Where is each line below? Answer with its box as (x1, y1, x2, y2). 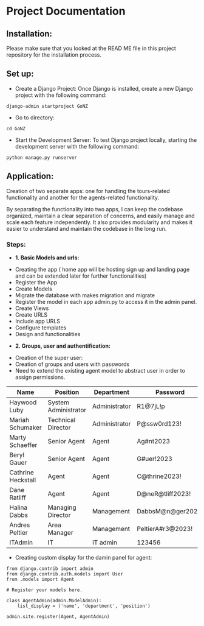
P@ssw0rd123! (136, 419, 182, 427)
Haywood (9, 398, 37, 406)
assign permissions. (15, 373, 66, 381)
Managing (47, 503, 76, 512)
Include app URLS (15, 317, 61, 325)
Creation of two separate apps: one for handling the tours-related (6, 187, 170, 194)
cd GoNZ (6, 125, 26, 132)
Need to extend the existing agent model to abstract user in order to (15, 367, 185, 374)
